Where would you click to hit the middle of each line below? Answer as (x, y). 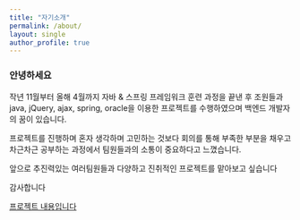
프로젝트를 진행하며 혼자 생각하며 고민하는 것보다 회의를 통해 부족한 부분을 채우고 (150, 138)
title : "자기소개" (40, 17)
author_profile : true (50, 42)
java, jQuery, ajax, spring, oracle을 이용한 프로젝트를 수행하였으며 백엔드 (138, 107)
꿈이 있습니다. (43, 119)
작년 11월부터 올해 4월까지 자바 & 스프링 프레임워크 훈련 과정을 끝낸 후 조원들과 (146, 97)
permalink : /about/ (46, 26)
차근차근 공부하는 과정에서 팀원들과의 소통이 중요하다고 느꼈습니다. (125, 149)
